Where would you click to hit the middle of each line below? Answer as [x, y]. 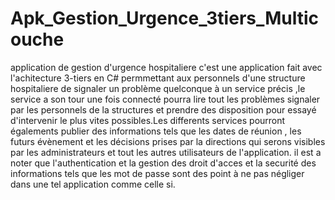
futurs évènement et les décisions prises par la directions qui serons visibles [168, 141]
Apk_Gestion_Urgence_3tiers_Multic [165, 18]
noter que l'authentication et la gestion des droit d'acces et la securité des [163, 163]
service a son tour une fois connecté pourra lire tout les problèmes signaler [165, 99]
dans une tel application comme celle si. [93, 184]
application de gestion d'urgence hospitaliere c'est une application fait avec [166, 67]
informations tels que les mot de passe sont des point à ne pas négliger [157, 173]
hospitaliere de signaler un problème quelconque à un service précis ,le [158, 88]
